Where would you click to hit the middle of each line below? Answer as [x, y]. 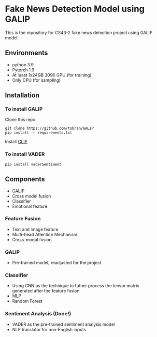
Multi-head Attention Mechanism [45, 234]
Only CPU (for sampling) [36, 80]
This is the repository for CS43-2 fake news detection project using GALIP [79, 32]
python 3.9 [23, 64]
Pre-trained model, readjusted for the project [57, 263]
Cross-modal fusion [32, 239]
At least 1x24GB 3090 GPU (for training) [52, 75]
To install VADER [25, 154]
